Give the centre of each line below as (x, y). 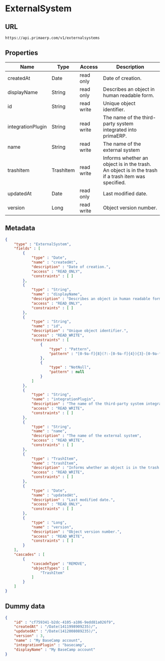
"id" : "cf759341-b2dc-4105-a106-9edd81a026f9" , (65, 622)
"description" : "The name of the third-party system (87, 404)
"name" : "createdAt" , (55, 262)
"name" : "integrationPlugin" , (63, 399)
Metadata (20, 228)
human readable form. (128, 95)
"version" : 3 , (29, 636)
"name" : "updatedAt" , (55, 495)
